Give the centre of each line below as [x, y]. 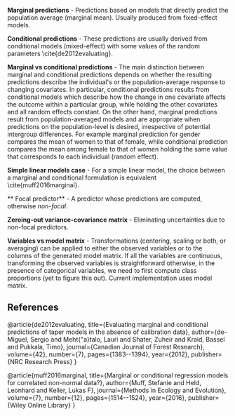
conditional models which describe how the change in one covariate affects [116, 97]
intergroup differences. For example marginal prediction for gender [104, 134]
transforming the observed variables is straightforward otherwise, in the [111, 263]
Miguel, [18, 339]
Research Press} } [51, 361]
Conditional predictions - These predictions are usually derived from [108, 39]
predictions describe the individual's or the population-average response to [116, 82]
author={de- [210, 332]
